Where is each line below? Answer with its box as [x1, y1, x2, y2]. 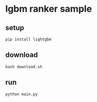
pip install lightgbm [5, 37, 52, 42]
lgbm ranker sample [5, 3, 92, 15]
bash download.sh [5, 64, 43, 69]
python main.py [5, 91, 38, 97]
